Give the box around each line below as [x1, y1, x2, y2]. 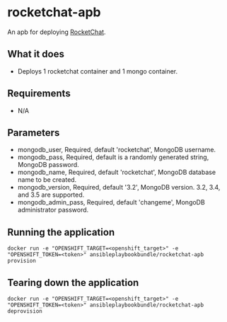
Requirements [7, 88, 71, 100]
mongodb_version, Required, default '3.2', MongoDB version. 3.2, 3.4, [17, 183, 221, 192]
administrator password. [17, 206, 89, 214]
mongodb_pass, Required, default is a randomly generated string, [17, 153, 209, 161]
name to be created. [17, 176, 77, 184]
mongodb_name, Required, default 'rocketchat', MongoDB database [17, 168, 216, 177]
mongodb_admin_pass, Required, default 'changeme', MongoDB [17, 198, 205, 207]
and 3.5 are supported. [17, 190, 85, 199]
